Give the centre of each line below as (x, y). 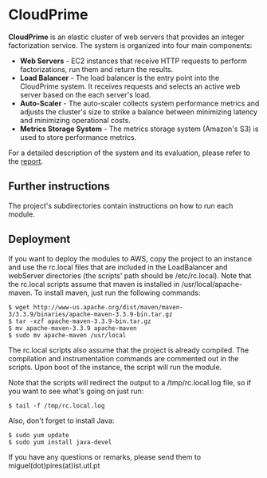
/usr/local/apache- (212, 284)
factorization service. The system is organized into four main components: (130, 45)
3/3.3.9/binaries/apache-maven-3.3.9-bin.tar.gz (90, 314)
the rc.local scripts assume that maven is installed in (94, 284)
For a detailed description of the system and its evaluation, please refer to (130, 153)
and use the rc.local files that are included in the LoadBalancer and (118, 267)
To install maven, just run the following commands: (117, 293)
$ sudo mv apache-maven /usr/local (67, 335)
